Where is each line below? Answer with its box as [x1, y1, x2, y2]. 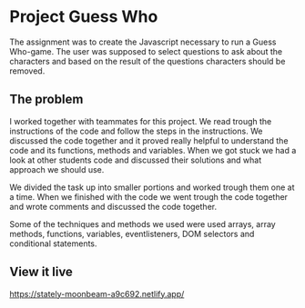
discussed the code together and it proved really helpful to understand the [9, 134, 289, 146]
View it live [9, 264, 73, 280]
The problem [9, 92, 84, 107]
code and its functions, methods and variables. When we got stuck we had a [9, 144, 297, 155]
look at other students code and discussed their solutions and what [9, 154, 262, 165]
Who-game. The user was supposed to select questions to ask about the [9, 45, 283, 56]
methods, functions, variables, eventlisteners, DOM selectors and [9, 228, 255, 239]
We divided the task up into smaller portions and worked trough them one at [9, 182, 295, 193]
